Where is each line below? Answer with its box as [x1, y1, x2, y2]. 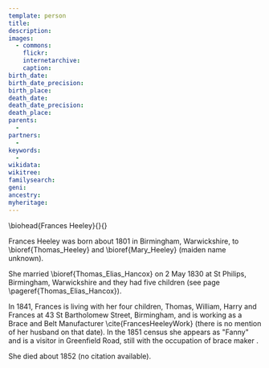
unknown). [8, 253, 44, 263]
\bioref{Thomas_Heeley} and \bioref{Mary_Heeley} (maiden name [8, 244, 226, 254]
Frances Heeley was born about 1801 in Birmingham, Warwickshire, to [8, 236, 239, 246]
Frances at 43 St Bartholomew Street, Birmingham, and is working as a [8, 310, 243, 320]
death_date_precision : [8, 101, 84, 109]
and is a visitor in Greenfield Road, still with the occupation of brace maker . [8, 335, 259, 346]
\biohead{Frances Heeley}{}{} [8, 220, 108, 230]
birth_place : [8, 86, 52, 95]
